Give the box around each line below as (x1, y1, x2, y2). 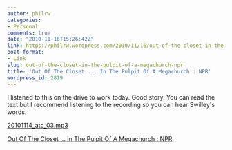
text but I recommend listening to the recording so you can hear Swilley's (7, 101, 215, 109)
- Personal (7, 23, 39, 30)
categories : (7, 17, 41, 24)
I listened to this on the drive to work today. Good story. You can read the (7, 93, 215, 102)
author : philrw (7, 10, 51, 17)
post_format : (7, 49, 45, 56)
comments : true (7, 29, 51, 37)
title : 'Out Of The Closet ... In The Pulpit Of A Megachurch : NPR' (7, 68, 212, 75)
